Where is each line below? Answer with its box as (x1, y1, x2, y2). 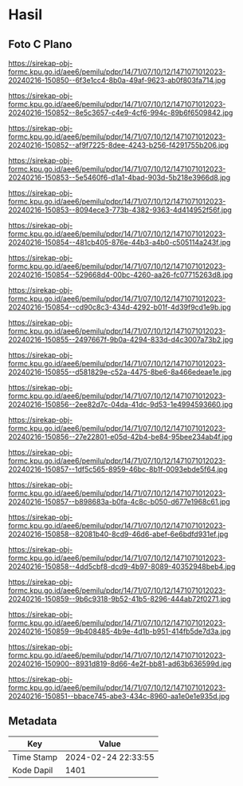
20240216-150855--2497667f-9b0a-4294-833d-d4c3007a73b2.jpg (8, 335, 233, 344)
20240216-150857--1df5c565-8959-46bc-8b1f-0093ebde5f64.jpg (8, 464, 228, 474)
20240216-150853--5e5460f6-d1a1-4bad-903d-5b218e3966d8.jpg (8, 173, 231, 182)
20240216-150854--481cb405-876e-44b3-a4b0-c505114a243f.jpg (8, 238, 231, 247)
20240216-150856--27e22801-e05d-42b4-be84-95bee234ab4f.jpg (8, 432, 233, 441)
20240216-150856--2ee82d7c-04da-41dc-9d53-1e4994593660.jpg (8, 400, 233, 409)
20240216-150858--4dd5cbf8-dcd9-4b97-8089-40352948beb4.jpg (8, 562, 236, 571)
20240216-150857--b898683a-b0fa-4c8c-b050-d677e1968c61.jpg (8, 497, 231, 506)
